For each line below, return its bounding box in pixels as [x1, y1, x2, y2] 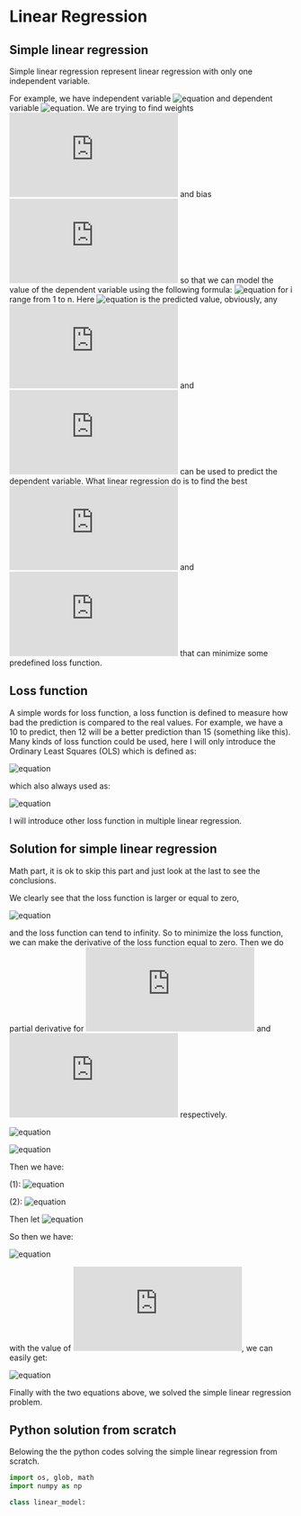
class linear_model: [9, 1498, 87, 1507]
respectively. [179, 1109, 227, 1120]
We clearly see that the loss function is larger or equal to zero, [9, 892, 240, 903]
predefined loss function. [9, 657, 102, 668]
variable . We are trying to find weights [9, 103, 194, 113]
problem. [9, 1396, 43, 1407]
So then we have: [9, 1231, 74, 1241]
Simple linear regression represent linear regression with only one [9, 66, 253, 77]
